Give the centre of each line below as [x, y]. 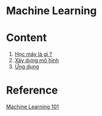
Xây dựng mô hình [37, 61]
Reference [32, 90]
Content [27, 38]
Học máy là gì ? [33, 54]
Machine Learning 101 [32, 107]
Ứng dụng [27, 67]
